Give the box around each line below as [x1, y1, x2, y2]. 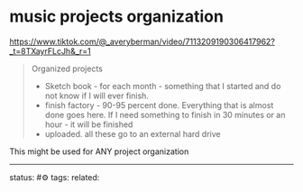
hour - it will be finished [44, 119, 133, 130]
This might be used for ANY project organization [9, 146, 189, 157]
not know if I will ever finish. [44, 90, 149, 101]
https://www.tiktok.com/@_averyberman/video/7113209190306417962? [9, 36, 275, 47]
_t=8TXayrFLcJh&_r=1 [9, 45, 92, 56]
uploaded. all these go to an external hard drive [44, 128, 221, 139]
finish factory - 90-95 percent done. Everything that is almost [44, 99, 274, 110]
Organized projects [31, 63, 104, 74]
